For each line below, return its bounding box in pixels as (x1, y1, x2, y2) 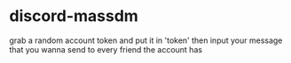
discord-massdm (9, 6, 139, 26)
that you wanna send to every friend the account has (9, 44, 202, 54)
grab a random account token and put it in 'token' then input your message (9, 35, 283, 45)
